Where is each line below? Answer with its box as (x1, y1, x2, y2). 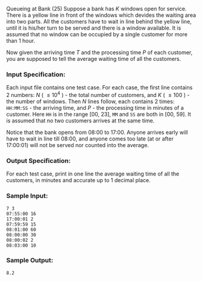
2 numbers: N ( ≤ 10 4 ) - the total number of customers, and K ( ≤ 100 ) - (6, 90, 190, 98)
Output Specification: (6, 156, 71, 165)
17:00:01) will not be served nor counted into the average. (6, 141, 149, 148)
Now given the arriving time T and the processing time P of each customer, (6, 49, 193, 56)
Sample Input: (6, 192, 48, 200)
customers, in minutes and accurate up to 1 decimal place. (6, 177, 151, 184)
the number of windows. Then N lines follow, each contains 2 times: (6, 98, 175, 105)
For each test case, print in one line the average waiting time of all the (6, 170, 180, 177)
